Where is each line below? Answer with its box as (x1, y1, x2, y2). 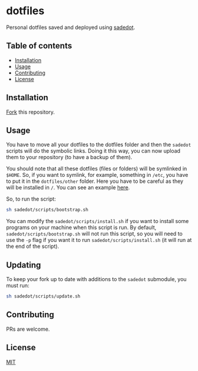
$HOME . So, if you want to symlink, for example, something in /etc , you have (6, 172, 189, 179)
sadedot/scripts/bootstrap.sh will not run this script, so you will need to (6, 230, 183, 237)
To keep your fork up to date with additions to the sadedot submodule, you (6, 276, 187, 283)
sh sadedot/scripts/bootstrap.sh (6, 207, 89, 213)
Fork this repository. (6, 108, 55, 115)
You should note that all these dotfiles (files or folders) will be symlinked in (6, 165, 187, 172)
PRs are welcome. (6, 325, 50, 333)
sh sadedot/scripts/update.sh (6, 293, 81, 299)
